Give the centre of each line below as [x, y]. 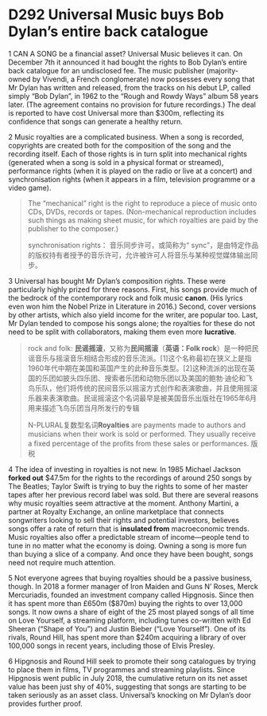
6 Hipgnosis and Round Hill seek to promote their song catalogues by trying [132, 661]
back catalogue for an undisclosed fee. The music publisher [106, 70]
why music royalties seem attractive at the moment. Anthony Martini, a [124, 503]
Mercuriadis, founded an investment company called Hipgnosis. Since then [131, 595]
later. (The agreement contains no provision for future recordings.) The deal [132, 104]
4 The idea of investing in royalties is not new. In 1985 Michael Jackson [124, 469]
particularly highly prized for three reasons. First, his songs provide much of [133, 289]
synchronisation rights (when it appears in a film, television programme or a [132, 179]
